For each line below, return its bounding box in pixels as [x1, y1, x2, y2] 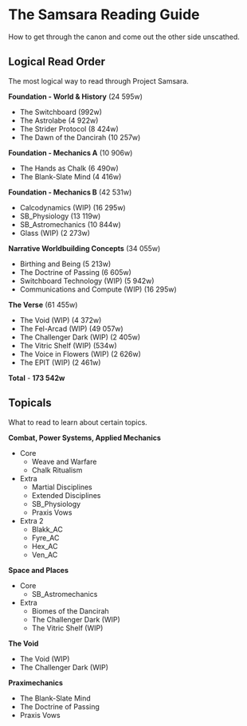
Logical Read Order [8, 55, 106, 69]
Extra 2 [19, 516, 44, 525]
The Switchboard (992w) [19, 107, 102, 116]
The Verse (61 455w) [8, 300, 78, 309]
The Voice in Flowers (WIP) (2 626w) [19, 349, 142, 359]
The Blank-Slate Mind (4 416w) [19, 171, 122, 181]
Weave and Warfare [31, 457, 97, 466]
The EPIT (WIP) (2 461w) [19, 357, 101, 367]
